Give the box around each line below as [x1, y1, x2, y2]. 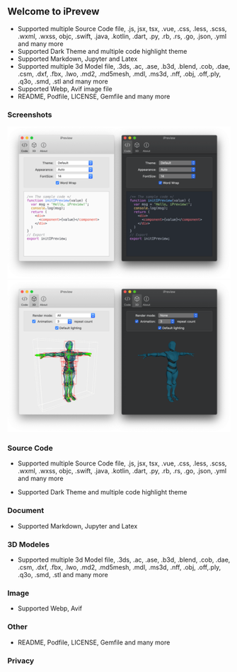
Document [7, 506, 45, 516]
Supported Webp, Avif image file [17, 84, 112, 93]
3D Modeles [7, 539, 50, 549]
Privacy [7, 656, 35, 666]
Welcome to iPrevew [7, 6, 100, 18]
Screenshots [7, 110, 52, 120]
